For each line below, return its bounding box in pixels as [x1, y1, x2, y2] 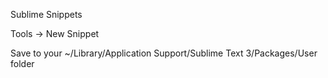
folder [10, 58, 35, 69]
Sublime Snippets [10, 9, 83, 20]
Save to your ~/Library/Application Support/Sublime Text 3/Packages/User [10, 47, 318, 59]
